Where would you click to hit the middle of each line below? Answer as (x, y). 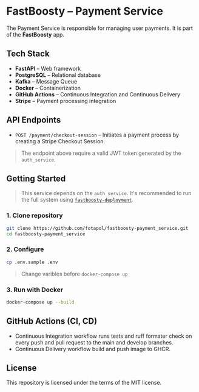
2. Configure (25, 249)
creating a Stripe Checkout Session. (60, 141)
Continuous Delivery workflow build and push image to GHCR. (93, 349)
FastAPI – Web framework (48, 68)
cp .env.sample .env (32, 262)
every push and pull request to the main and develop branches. (94, 342)
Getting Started (36, 178)
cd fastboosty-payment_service (46, 234)
